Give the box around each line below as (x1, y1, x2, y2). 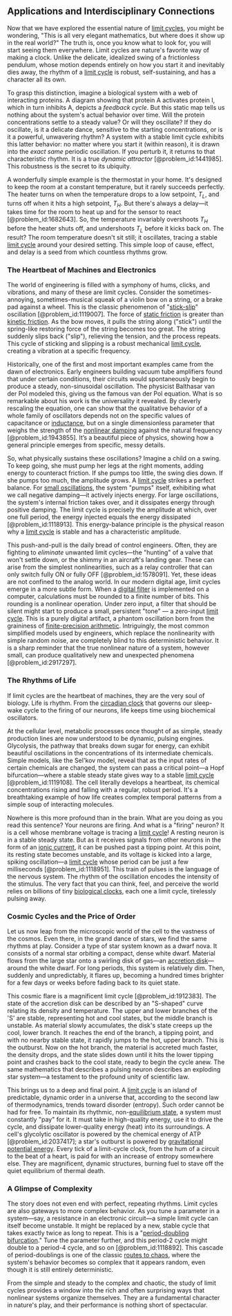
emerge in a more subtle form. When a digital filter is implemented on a (7, 585, 209, 593)
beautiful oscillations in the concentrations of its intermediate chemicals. (7, 748, 214, 757)
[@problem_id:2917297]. (7, 659, 77, 667)
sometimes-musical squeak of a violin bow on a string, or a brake (37, 296, 223, 304)
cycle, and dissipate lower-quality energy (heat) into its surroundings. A (7, 1122, 211, 1131)
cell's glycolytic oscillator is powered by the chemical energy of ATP (7, 1130, 202, 1138)
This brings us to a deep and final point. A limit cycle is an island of (7, 1085, 197, 1094)
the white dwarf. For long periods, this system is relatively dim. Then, (28, 963, 225, 972)
